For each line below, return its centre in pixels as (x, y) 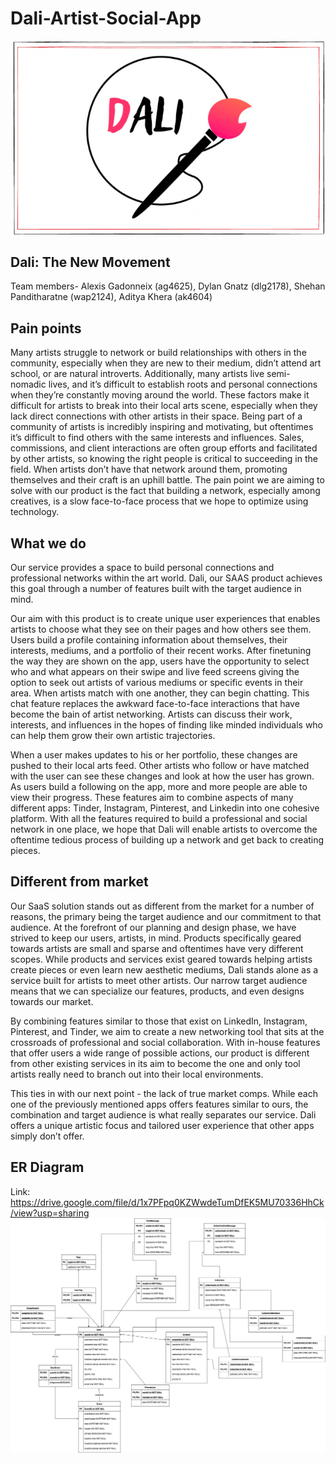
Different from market (79, 882)
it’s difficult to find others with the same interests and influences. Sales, (157, 438)
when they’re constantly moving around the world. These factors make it (160, 395)
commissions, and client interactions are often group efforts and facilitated (164, 448)
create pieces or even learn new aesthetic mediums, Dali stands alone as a (164, 969)
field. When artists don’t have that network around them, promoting (149, 469)
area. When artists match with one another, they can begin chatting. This (160, 693)
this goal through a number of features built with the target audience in (156, 588)
